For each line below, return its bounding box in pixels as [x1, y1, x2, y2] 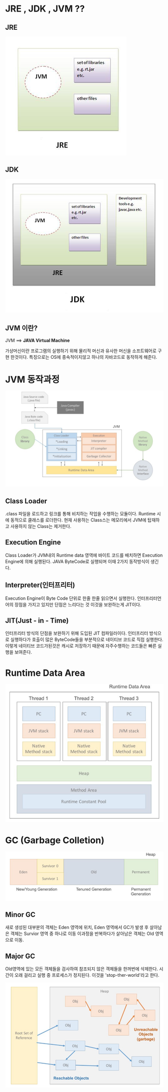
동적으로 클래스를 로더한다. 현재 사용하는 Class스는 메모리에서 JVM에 [10, 517, 146, 523]
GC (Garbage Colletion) [5, 834, 104, 846]
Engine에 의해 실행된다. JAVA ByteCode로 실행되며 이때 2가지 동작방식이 [5, 558, 149, 564]
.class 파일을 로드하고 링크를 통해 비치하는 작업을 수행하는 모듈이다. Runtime [5, 511, 156, 517]
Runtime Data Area [5, 667, 85, 678]
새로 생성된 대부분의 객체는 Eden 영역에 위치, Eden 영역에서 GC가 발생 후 [5, 924, 149, 930]
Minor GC [5, 910, 36, 919]
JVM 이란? [5, 324, 38, 333]
